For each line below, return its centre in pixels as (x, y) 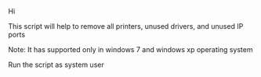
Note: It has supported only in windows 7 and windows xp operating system (130, 49)
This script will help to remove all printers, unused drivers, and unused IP (126, 26)
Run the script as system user (56, 65)
